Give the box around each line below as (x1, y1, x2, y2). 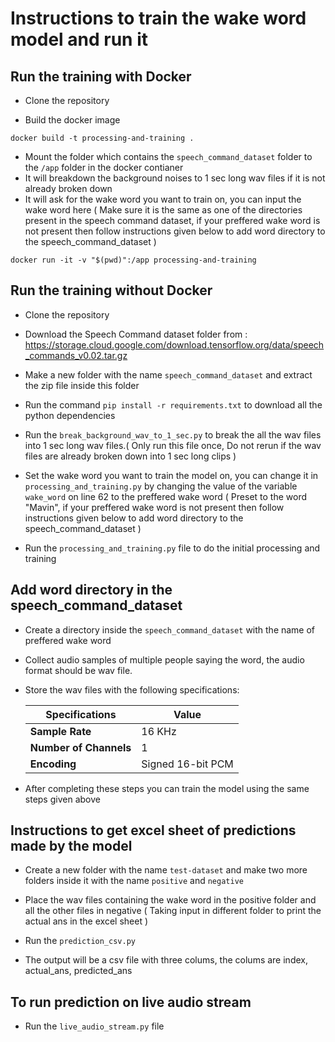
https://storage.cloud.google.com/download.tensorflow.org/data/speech (24, 338, 325, 351)
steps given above (24, 793, 101, 805)
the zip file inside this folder (24, 379, 140, 391)
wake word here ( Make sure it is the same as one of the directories (24, 204, 303, 216)
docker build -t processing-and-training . (10, 133, 195, 143)
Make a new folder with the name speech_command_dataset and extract (24, 368, 313, 381)
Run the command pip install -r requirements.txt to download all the (24, 398, 323, 411)
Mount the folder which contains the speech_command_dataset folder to (24, 151, 313, 162)
